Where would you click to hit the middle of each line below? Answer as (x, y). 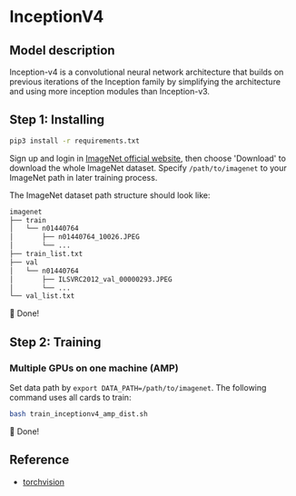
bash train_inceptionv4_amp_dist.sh (79, 414)
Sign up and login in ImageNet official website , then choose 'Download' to (148, 158)
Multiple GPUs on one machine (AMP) (94, 368)
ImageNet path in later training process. (84, 177)
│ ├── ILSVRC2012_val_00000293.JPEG (91, 279)
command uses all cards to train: (70, 397)
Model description (62, 50)
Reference (39, 460)
